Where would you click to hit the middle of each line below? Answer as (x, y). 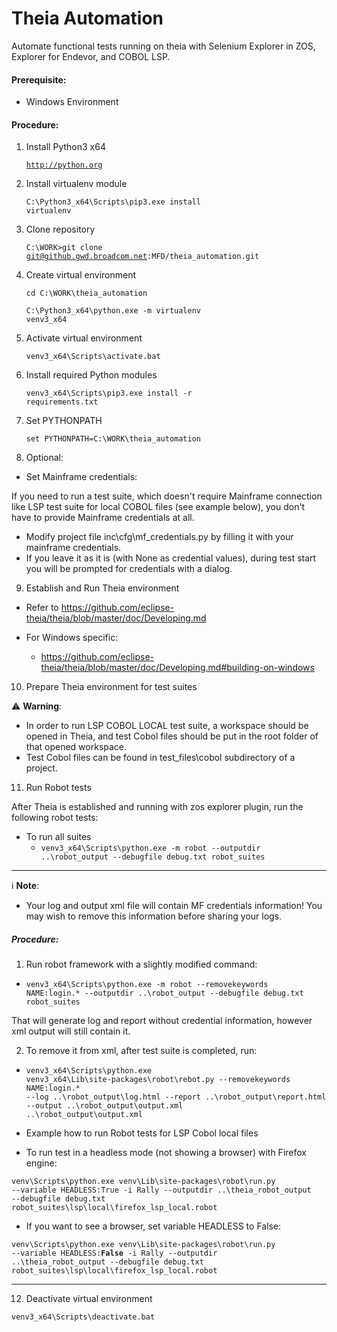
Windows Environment (72, 102)
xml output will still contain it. (71, 1031)
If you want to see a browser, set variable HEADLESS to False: (153, 1226)
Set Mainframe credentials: (81, 477)
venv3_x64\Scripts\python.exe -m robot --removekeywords (147, 985)
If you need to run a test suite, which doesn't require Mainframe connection (167, 496)
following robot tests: (55, 818)
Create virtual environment (81, 275)
